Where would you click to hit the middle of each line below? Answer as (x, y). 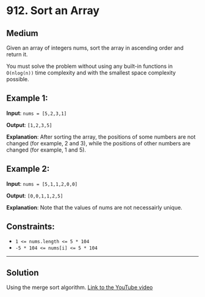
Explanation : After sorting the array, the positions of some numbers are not (101, 137)
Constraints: (31, 227)
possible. (18, 79)
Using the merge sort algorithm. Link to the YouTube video (80, 287)
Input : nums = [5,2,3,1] (37, 113)
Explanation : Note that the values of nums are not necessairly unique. (95, 207)
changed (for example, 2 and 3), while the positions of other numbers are (99, 143)
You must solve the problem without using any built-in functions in (89, 66)
